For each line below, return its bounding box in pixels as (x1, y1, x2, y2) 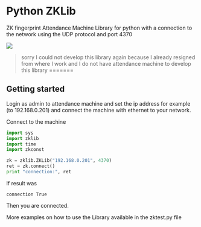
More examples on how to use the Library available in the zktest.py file (6, 213, 182, 221)
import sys (6, 130, 34, 136)
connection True (6, 191, 47, 197)
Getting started (6, 84, 65, 94)
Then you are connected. (6, 202, 69, 209)
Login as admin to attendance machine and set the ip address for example (6, 100, 191, 107)
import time (6, 141, 36, 147)
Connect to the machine (6, 118, 66, 125)
